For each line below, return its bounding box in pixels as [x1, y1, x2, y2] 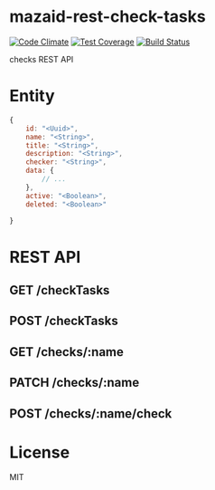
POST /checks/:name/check [9, 406, 173, 421]
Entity [9, 86, 56, 106]
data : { [25, 166, 54, 176]
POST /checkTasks [9, 313, 119, 329]
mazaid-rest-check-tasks [9, 6, 206, 27]
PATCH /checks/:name [9, 375, 140, 390]
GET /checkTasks [9, 283, 110, 298]
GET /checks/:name [9, 344, 125, 360]
